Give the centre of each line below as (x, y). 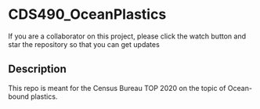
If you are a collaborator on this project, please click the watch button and (127, 36)
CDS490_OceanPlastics (87, 15)
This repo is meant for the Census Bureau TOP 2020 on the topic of (117, 88)
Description (37, 69)
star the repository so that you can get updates (84, 44)
